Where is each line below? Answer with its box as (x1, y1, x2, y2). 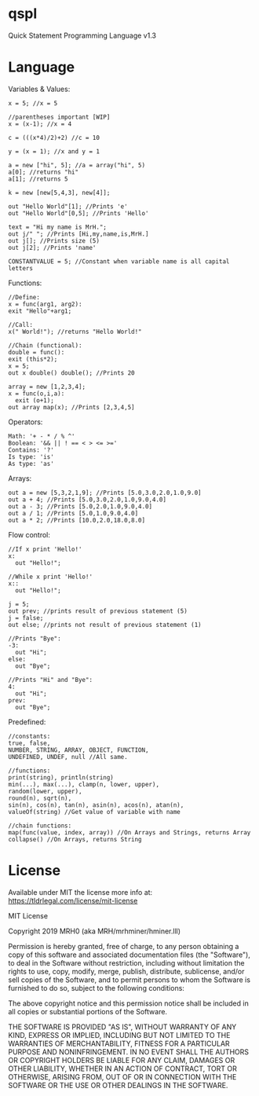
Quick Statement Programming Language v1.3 (8, 31, 157, 40)
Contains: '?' (8, 445, 55, 454)
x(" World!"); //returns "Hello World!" (8, 328, 143, 335)
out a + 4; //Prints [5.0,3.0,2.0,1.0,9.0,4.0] (8, 496, 167, 504)
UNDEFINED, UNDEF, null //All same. (8, 753, 128, 761)
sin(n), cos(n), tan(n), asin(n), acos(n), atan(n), (8, 801, 184, 809)
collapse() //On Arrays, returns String (8, 835, 143, 843)
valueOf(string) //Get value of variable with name (8, 808, 181, 816)
